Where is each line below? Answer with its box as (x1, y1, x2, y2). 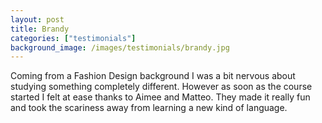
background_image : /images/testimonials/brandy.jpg (10, 42, 230, 53)
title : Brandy (10, 24, 70, 34)
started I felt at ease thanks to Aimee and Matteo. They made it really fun (10, 91, 311, 103)
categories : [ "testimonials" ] (10, 33, 137, 43)
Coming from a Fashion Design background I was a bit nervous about (10, 70, 296, 82)
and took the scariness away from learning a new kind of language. (10, 102, 288, 114)
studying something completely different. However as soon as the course (10, 81, 313, 93)
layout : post (10, 14, 65, 25)
